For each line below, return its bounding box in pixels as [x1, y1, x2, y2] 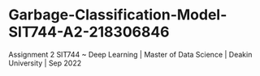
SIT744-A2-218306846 [8, 23, 170, 41]
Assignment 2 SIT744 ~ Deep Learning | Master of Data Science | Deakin [8, 49, 253, 59]
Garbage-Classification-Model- [8, 6, 227, 24]
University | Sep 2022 [8, 58, 82, 68]
